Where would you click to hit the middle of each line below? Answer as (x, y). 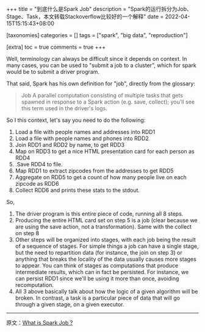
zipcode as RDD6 (37, 184)
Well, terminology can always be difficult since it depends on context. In (97, 59)
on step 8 (27, 233)
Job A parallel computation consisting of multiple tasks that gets (102, 95)
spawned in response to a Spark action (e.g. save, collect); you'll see (108, 102)
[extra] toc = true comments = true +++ (56, 47)
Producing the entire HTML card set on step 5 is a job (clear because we (106, 220)
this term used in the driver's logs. (64, 108)
